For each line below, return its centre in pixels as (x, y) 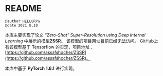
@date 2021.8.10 (21, 25)
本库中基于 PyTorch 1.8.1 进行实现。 (41, 68)
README (23, 8)
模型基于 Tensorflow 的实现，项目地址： (54, 47)
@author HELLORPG (23, 21)
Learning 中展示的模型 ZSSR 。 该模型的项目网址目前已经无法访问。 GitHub (80, 41)
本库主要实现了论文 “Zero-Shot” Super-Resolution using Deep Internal (75, 35)
